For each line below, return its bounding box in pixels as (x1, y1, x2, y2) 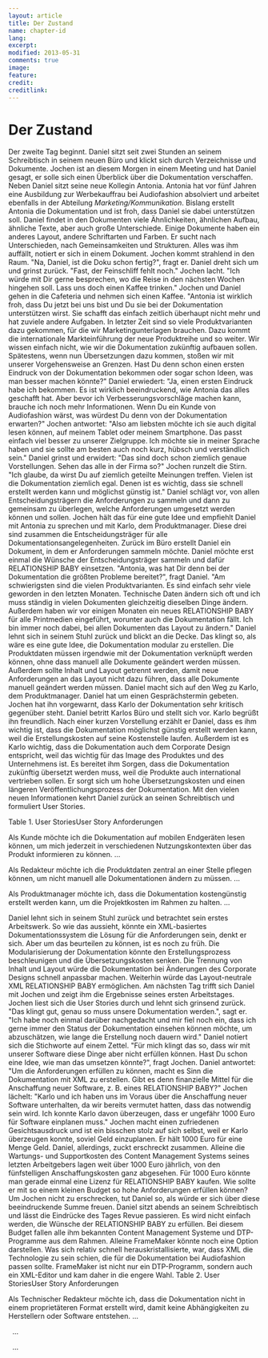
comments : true (8, 57, 59, 65)
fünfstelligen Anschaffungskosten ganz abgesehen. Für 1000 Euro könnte (8, 1168, 250, 1178)
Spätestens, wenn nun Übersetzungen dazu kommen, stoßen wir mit (8, 351, 234, 361)
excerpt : (8, 42, 38, 50)
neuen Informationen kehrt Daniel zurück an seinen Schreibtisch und (8, 793, 234, 803)
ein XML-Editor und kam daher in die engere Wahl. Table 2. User (8, 1270, 220, 1280)
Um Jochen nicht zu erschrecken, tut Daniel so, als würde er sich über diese (8, 1194, 260, 1204)
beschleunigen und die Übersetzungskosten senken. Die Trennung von (8, 955, 242, 965)
